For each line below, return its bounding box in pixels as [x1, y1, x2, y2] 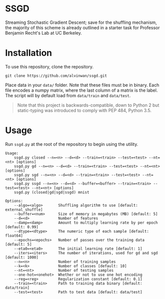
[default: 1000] [5, 255, 39, 260]
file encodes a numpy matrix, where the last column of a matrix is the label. [5, 87, 158, 93]
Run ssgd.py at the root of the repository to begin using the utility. [5, 141, 138, 147]
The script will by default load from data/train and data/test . [5, 92, 131, 98]
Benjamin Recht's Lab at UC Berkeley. [5, 30, 82, 36]
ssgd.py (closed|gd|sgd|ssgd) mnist [14, 189, 90, 195]
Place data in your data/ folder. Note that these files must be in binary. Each [5, 82, 160, 88]
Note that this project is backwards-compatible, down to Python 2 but [17, 102, 160, 108]
